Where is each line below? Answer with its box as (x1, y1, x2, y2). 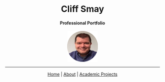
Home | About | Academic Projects (47, 71, 118, 77)
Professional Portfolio (59, 20, 106, 26)
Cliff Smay (60, 3, 105, 15)
